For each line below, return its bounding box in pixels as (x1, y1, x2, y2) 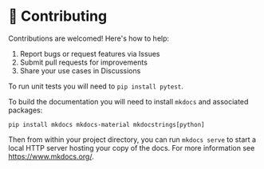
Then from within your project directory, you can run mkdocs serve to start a (8, 135, 257, 144)
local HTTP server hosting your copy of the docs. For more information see (8, 143, 255, 152)
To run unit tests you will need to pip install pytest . (8, 81, 183, 91)
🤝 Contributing (8, 7, 108, 26)
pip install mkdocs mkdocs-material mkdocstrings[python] (8, 120, 205, 128)
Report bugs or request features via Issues (19, 49, 160, 58)
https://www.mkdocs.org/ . (8, 151, 94, 161)
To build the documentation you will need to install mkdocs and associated (8, 96, 249, 106)
